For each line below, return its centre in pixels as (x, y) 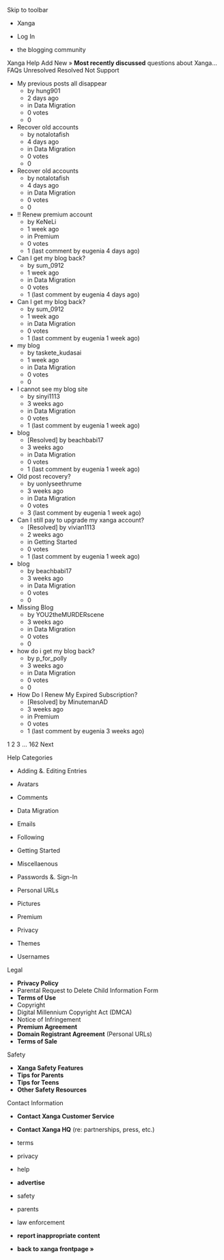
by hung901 (44, 91)
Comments (32, 797)
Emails (26, 824)
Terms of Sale (37, 1041)
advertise (31, 1183)
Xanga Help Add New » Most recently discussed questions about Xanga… (112, 63)
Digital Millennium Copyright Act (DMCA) (74, 1012)
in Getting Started (52, 542)
